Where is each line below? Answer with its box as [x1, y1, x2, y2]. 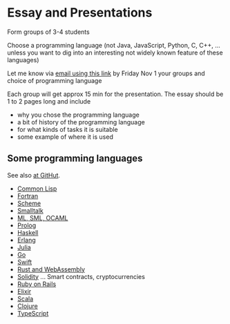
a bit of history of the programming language [17, 117, 145, 126]
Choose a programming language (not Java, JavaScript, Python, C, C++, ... [7, 41, 221, 49]
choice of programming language [7, 76, 102, 84]
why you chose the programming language [17, 111, 140, 119]
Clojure [17, 302, 38, 310]
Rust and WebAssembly [17, 265, 85, 274]
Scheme [17, 199, 41, 207]
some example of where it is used [17, 133, 114, 141]
